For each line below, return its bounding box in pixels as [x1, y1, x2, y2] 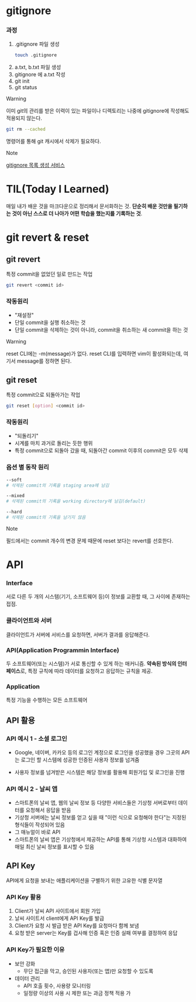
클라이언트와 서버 [6, 616, 52, 625]
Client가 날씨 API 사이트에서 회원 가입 [14, 907, 101, 915]
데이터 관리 [14, 974, 40, 981]
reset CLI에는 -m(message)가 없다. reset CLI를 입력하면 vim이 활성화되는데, [6, 350, 183, 357]
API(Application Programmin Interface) [6, 646, 119, 654]
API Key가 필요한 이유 [6, 946, 65, 954]
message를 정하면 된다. [16, 357, 72, 365]
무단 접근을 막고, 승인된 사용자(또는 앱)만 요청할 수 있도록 [23, 967, 154, 974]
